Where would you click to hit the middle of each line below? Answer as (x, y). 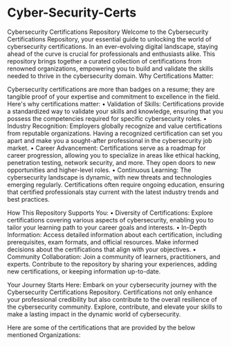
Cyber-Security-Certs (72, 13)
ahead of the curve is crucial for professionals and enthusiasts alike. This (111, 54)
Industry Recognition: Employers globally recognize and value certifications (115, 126)
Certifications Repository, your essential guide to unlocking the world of (110, 39)
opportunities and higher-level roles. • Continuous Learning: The (99, 170)
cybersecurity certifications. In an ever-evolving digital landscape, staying (113, 46)
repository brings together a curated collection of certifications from (104, 61)
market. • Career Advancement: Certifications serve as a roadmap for (107, 148)
